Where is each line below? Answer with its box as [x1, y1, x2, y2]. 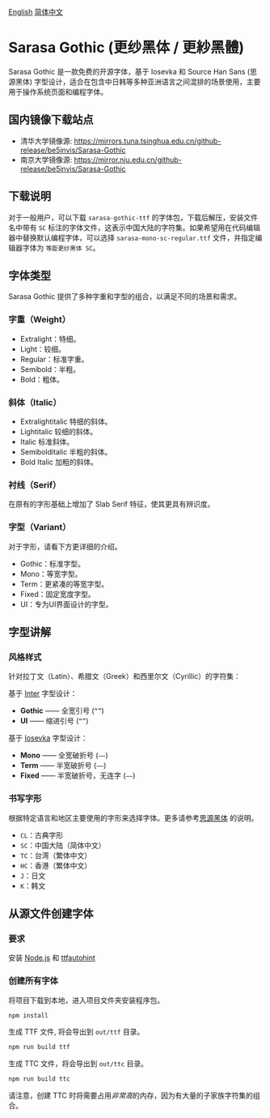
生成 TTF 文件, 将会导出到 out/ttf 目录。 [8, 1027, 145, 1037]
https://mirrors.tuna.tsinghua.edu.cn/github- [74, 136, 221, 146]
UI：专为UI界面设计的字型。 [19, 599, 113, 609]
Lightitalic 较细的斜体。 [19, 426, 98, 436]
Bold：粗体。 [19, 374, 65, 384]
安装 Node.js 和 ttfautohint [8, 953, 95, 962]
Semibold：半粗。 [19, 364, 81, 374]
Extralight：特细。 [19, 334, 81, 344]
